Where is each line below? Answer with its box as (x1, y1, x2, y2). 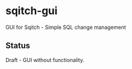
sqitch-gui (5, 4, 58, 18)
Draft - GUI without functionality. (5, 56, 85, 63)
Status (5, 41, 31, 51)
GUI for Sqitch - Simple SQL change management (5, 24, 126, 31)
